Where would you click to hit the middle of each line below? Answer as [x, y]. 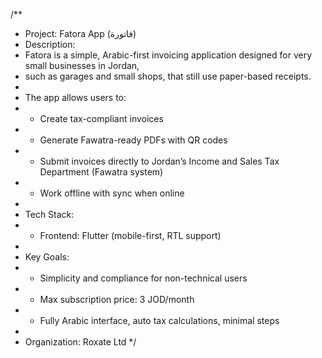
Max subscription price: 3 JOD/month [117, 299]
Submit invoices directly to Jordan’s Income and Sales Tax [159, 161]
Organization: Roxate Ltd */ [80, 342]
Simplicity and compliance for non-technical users [143, 278]
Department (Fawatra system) [101, 172]
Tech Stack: [49, 214]
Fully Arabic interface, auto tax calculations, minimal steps [159, 320]
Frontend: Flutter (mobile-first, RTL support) [130, 235]
